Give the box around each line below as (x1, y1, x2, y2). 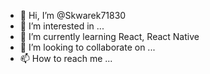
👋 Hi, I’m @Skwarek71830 (19, 10, 127, 21)
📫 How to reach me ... (19, 53, 113, 64)
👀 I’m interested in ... (19, 20, 105, 32)
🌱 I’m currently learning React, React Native (19, 31, 200, 42)
